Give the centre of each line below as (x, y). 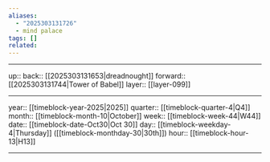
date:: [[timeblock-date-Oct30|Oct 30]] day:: (82, 124)
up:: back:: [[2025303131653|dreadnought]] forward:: (97, 76)
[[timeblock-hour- (219, 133)
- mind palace (39, 30)
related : (23, 46)
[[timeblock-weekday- (194, 124)
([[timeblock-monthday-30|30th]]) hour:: (121, 133)
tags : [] (23, 38)
